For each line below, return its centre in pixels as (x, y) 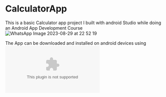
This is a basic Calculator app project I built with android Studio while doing (83, 23)
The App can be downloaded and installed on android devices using (76, 43)
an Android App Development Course (44, 28)
